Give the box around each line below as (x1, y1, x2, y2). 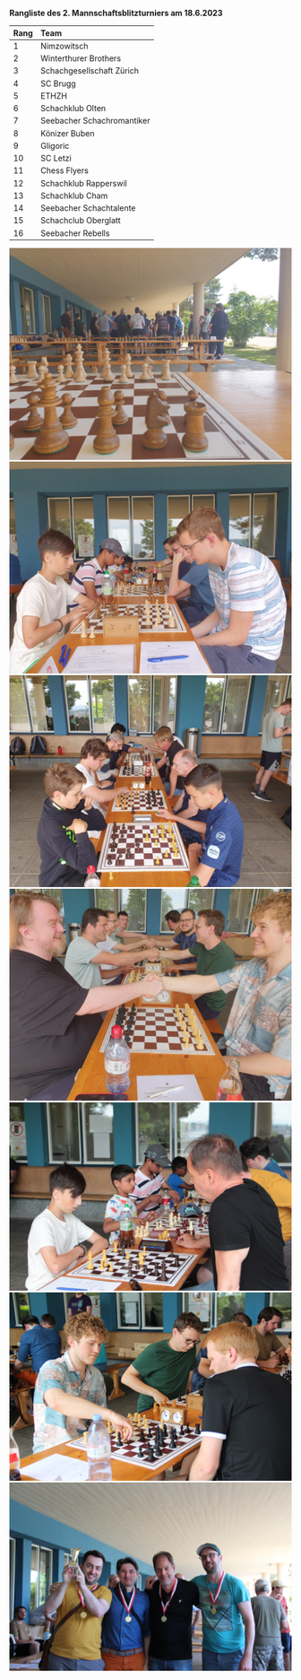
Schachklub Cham (39, 190, 108, 201)
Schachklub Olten (39, 103, 107, 113)
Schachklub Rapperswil (39, 178, 127, 188)
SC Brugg (39, 78, 76, 89)
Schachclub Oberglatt (39, 215, 121, 226)
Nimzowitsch (39, 40, 89, 51)
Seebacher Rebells (39, 228, 110, 239)
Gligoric (39, 140, 70, 151)
